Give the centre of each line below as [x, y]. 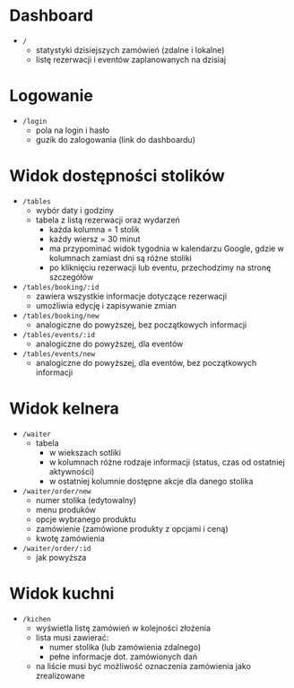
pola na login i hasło [73, 130]
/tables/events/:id [59, 335]
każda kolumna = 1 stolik [95, 229]
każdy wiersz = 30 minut [95, 239]
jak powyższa [61, 557]
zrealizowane [60, 675]
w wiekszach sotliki [85, 452]
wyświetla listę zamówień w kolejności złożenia [123, 628]
